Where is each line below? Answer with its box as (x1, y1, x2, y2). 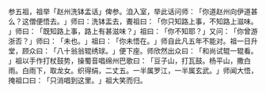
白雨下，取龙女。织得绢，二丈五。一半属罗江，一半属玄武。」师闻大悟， (21, 66, 258, 75)
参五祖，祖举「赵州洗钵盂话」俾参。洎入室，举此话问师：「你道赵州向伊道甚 (8, 7, 258, 16)
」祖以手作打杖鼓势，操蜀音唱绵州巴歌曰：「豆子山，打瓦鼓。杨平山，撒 (8, 56, 244, 65)
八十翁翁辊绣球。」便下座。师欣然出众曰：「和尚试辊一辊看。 (56, 46, 258, 55)
